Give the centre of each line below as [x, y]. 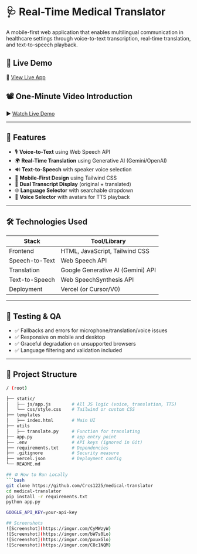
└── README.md [23, 464]
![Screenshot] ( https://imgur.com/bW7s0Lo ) [59, 534]
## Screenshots [25, 523]
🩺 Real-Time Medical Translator [86, 12]
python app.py [23, 502]
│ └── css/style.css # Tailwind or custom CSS [70, 410]
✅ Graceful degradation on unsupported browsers [75, 344]
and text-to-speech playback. [42, 45]
